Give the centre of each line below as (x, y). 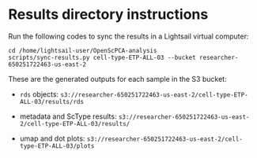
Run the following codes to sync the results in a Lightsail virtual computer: (128, 36)
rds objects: (39, 94)
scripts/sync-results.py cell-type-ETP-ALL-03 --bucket (102, 57)
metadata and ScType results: (68, 116)
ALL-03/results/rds (52, 101)
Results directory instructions (108, 15)
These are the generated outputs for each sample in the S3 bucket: (117, 79)
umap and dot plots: (52, 138)
